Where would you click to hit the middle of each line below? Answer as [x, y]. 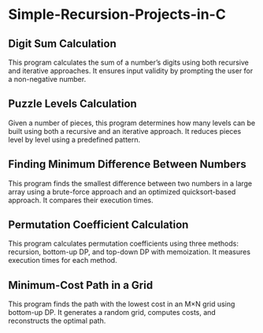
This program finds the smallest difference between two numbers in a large [130, 183]
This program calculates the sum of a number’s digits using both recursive [129, 62]
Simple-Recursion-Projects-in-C [117, 15]
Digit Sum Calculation [62, 44]
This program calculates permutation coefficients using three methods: [123, 244]
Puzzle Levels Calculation [73, 104]
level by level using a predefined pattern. [74, 139]
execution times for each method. [63, 261]
